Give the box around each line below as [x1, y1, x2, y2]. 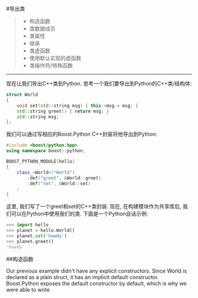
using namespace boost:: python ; [6, 148, 85, 154]
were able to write [6, 286, 50, 293]
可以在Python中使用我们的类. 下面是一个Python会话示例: [11, 210, 148, 217]
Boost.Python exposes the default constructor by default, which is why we [6, 280, 187, 287]
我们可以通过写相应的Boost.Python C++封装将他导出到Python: [6, 130, 157, 137]
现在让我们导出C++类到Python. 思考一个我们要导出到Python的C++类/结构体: [6, 80, 192, 87]
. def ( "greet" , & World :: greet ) [27, 175, 101, 181]
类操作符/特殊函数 [29, 62, 73, 69]
